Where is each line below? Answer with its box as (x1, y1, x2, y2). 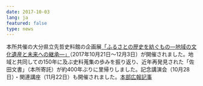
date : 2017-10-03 (6, 8, 50, 15)
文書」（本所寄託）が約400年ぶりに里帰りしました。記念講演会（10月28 (11, 66, 190, 73)
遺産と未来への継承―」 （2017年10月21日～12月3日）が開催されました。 (11, 51, 188, 58)
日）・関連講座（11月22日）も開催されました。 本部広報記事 (6, 73, 152, 81)
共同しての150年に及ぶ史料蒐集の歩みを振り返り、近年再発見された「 (16, 58, 189, 65)
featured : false (6, 20, 47, 26)
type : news (6, 25, 34, 32)
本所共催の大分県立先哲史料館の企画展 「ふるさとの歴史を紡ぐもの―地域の (6, 43, 192, 50)
